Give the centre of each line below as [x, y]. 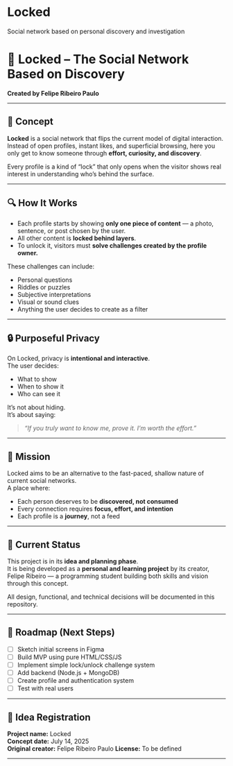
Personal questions [45, 280]
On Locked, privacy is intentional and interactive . [79, 359]
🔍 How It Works [42, 203]
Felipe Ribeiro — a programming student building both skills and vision [108, 576]
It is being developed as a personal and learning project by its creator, [109, 568]
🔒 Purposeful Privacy [54, 338]
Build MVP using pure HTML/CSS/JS [69, 657]
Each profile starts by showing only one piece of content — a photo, [115, 223]
